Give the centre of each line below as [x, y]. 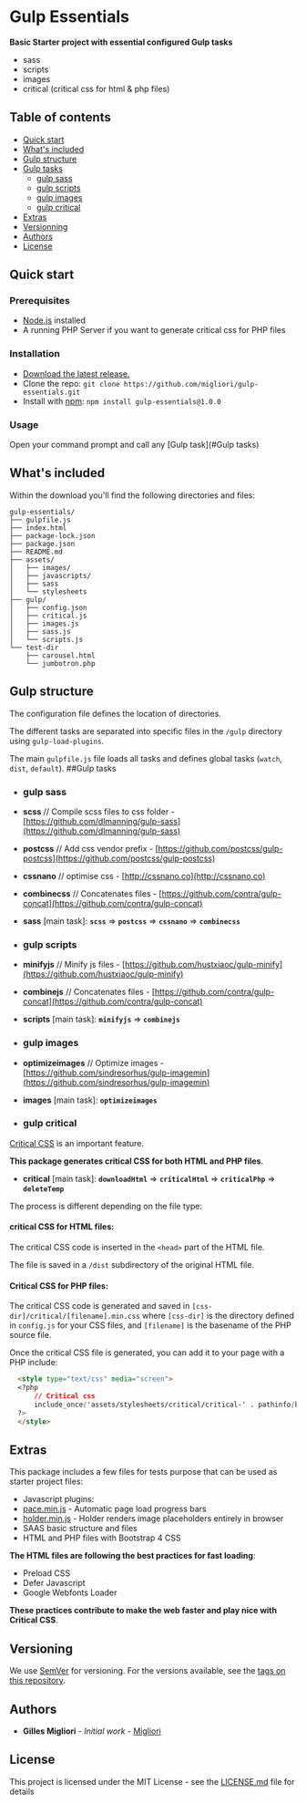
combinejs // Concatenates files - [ [89, 992]
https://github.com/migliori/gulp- [191, 384]
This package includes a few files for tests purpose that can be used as [143, 1472]
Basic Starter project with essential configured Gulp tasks [121, 42]
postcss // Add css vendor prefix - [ [91, 848]
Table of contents [60, 117]
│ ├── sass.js [40, 631]
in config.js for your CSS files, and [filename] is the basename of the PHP [150, 1325]
